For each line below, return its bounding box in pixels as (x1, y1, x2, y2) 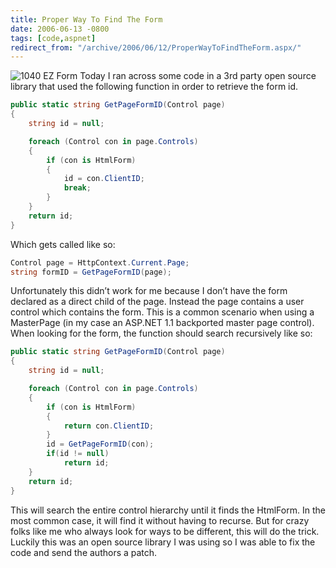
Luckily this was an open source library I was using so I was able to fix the (10, 536, 316, 548)
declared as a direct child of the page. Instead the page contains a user (10, 296, 305, 308)
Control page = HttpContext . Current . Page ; (10, 257, 190, 268)
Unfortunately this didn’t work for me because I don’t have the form (10, 285, 288, 297)
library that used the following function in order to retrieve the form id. (10, 81, 299, 93)
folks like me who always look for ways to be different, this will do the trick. (10, 525, 320, 537)
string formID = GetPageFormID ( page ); (10, 267, 172, 277)
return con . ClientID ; (63, 421, 155, 431)
